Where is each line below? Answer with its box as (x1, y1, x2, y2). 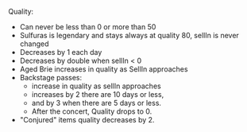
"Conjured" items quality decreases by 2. (19, 115, 155, 124)
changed (19, 39, 49, 49)
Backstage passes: (19, 73, 83, 82)
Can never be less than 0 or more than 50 (19, 22, 156, 31)
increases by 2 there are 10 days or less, (31, 90, 164, 99)
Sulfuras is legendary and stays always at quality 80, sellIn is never (19, 31, 240, 40)
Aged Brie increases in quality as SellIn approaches (19, 64, 188, 74)
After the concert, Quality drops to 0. (31, 107, 152, 116)
